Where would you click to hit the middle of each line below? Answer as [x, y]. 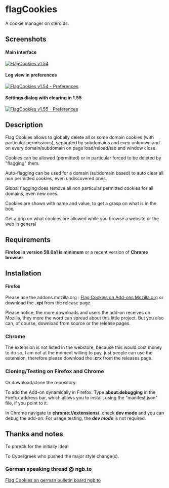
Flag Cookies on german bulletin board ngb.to [53, 480]
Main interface [21, 52]
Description [24, 125]
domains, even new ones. [32, 193]
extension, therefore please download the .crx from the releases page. [79, 358]
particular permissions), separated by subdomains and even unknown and [83, 142]
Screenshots [26, 39]
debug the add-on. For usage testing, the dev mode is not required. [76, 418]
